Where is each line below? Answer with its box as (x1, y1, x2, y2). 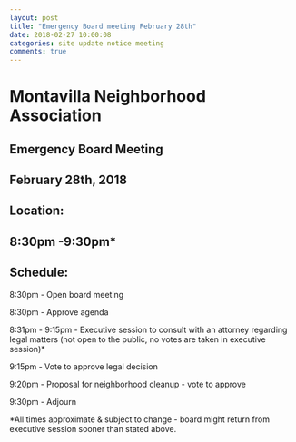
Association (9, 105, 102, 126)
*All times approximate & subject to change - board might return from (9, 414, 271, 425)
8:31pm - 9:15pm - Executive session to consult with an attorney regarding (9, 324, 288, 335)
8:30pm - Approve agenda (9, 306, 109, 318)
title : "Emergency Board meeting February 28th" (9, 22, 197, 31)
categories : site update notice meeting (9, 38, 165, 48)
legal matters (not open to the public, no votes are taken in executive (9, 333, 266, 345)
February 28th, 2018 (9, 172, 127, 188)
